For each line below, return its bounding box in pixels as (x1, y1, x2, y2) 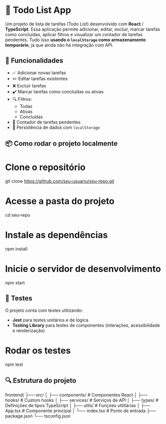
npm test (5, 361, 23, 367)
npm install (5, 246, 28, 252)
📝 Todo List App (5, 4, 71, 16)
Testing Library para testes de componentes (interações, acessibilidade (12, 322, 160, 328)
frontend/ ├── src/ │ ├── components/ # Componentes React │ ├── (5, 392, 148, 398)
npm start (5, 279, 25, 285)
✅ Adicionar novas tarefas (12, 70, 66, 76)
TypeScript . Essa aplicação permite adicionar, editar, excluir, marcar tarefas (5, 26, 160, 32)
